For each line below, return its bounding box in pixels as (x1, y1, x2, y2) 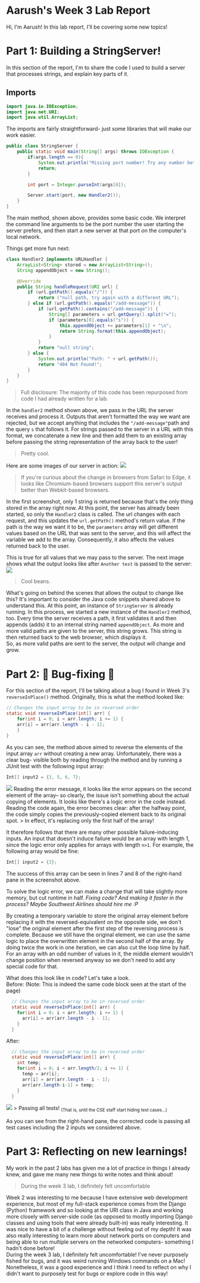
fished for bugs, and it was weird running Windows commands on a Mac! (6, 1257, 186, 1265)
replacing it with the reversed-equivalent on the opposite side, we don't (6, 919, 182, 926)
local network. (6, 233, 42, 240)
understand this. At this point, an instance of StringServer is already (6, 602, 174, 609)
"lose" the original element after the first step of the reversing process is (6, 925, 183, 932)
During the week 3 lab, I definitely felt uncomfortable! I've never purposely (6, 1251, 189, 1259)
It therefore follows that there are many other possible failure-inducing (6, 828, 179, 836)
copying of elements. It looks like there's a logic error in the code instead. (6, 798, 186, 805)
